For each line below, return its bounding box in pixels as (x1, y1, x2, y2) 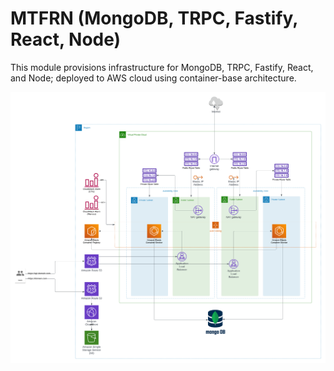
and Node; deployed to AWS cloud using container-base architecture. (10, 72, 297, 84)
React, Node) (10, 28, 122, 51)
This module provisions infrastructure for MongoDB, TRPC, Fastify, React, (10, 61, 314, 73)
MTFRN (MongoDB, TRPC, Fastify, (10, 7, 298, 30)
